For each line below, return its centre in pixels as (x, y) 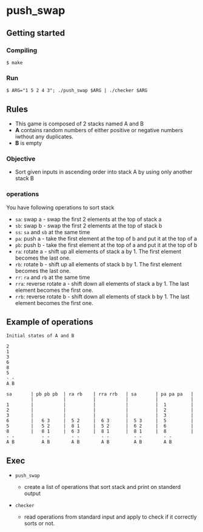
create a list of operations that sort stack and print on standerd (102, 487)
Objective (21, 158)
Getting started (36, 33)
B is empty (28, 143)
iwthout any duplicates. (44, 136)
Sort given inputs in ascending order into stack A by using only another (104, 172)
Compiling (22, 50)
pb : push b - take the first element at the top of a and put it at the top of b (106, 245)
